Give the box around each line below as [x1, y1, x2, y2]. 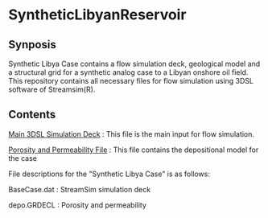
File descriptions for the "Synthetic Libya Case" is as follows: [8, 169, 211, 179]
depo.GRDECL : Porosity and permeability [8, 199, 147, 210]
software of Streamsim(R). [8, 84, 96, 94]
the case [8, 153, 38, 162]
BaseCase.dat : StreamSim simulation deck [8, 184, 151, 194]
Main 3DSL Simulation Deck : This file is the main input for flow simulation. [8, 129, 255, 138]
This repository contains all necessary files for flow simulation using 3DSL [8, 76, 254, 85]
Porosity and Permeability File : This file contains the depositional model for [8, 145, 259, 154]
